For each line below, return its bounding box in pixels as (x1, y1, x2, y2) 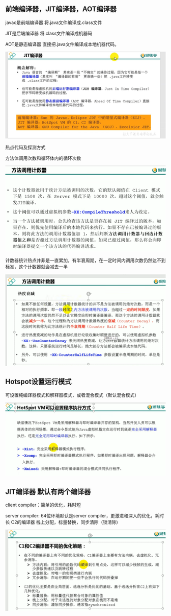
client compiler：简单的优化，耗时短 (5, 502, 81, 508)
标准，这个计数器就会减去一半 (5, 264, 68, 270)
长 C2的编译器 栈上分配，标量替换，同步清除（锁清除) (5, 519, 118, 525)
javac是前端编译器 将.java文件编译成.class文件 (5, 19, 102, 26)
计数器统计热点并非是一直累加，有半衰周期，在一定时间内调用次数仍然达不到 (5, 257, 166, 263)
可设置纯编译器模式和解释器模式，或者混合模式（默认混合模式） (5, 392, 139, 398)
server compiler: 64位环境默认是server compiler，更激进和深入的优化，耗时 (5, 513, 164, 518)
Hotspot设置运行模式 (5, 377, 72, 386)
